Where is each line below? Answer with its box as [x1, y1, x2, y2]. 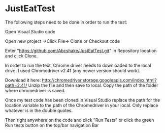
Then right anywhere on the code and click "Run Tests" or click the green [5, 117, 154, 123]
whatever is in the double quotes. [5, 107, 73, 113]
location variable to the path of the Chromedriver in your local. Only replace [5, 102, 159, 108]
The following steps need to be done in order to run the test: [5, 19, 128, 25]
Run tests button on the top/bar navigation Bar [5, 122, 99, 128]
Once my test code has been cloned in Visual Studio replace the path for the [5, 97, 160, 103]
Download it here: [5, 77, 41, 83]
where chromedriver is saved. [5, 87, 66, 93]
